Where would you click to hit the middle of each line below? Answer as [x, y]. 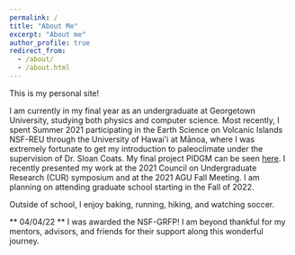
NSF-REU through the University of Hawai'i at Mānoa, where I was [132, 139]
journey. [24, 241]
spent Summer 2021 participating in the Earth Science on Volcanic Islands [146, 129]
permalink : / [34, 18]
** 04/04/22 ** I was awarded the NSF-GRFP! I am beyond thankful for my [147, 222]
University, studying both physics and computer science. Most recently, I [145, 120]
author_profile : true [50, 43]
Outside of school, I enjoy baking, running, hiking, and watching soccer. [142, 204]
